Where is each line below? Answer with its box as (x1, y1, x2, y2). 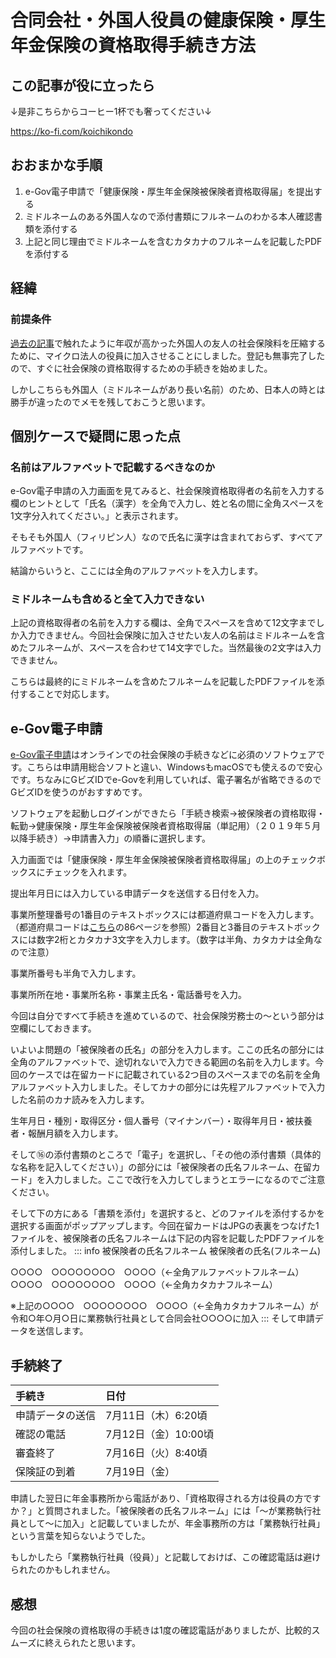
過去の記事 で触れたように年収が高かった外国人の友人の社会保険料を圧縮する (10, 337, 326, 349)
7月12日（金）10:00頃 (105, 1427, 214, 1441)
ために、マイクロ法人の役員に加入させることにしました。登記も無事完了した (10, 349, 326, 361)
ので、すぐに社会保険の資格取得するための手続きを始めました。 (10, 362, 273, 374)
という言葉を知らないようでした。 (10, 1530, 151, 1542)
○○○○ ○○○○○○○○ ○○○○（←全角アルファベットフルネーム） (10, 1266, 305, 1278)
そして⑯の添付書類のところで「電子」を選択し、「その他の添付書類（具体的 (10, 1149, 322, 1161)
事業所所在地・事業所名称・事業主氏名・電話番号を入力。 (10, 989, 247, 1001)
